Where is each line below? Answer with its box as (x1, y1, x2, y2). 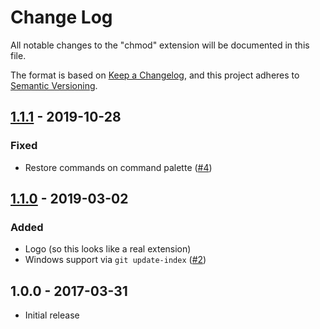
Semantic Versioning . (10, 79, 98, 91)
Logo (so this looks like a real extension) (24, 243, 192, 255)
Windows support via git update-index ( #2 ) (24, 254, 207, 266)
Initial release (24, 309, 80, 321)
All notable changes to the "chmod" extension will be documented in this (10, 39, 310, 51)
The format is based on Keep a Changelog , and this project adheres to (10, 69, 300, 81)
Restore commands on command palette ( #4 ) (24, 161, 213, 173)
